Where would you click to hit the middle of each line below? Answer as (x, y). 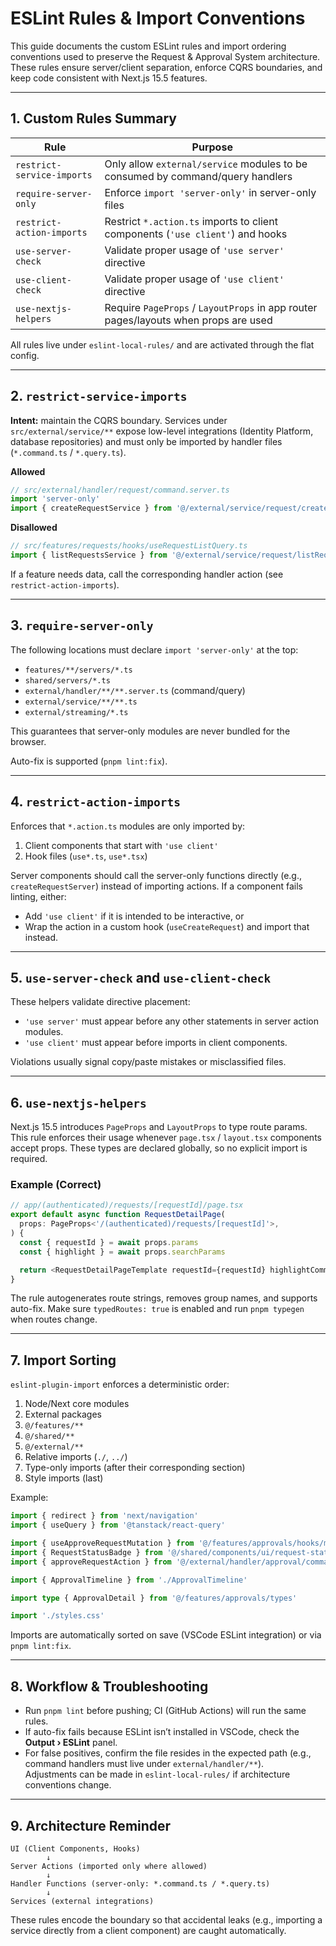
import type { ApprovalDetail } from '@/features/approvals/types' (154, 1598)
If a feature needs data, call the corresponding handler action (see (147, 574)
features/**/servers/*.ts (78, 670)
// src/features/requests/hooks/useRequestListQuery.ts (129, 546)
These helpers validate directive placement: (100, 1002)
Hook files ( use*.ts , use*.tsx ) (86, 856)
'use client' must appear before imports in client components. (156, 1043)
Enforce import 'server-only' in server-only (210, 192)
